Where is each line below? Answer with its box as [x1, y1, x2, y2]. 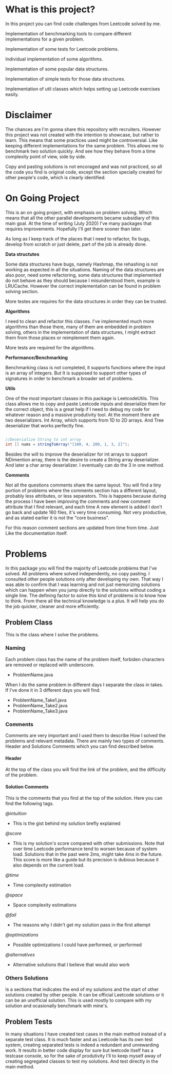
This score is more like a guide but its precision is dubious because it [12, 857, 159, 863]
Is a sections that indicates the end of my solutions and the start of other [5, 986, 159, 992]
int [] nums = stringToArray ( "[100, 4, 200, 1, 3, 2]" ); [5, 442, 130, 447]
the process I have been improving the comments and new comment [5, 498, 150, 504]
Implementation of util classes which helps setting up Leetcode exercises [5, 86, 160, 92]
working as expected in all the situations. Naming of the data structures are [5, 266, 164, 273]
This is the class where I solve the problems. [5, 632, 100, 638]
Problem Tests [5, 1018, 53, 1026]
